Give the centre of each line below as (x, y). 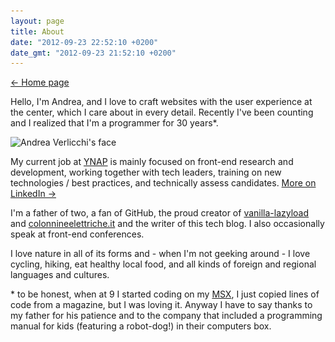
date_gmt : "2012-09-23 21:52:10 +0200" (93, 53)
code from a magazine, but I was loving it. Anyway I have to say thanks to (161, 305)
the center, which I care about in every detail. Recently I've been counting (162, 112)
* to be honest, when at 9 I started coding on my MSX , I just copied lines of (165, 294)
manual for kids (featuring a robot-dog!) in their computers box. (141, 326)
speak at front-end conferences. (77, 234)
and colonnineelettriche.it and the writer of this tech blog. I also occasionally (167, 224)
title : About (37, 31)
